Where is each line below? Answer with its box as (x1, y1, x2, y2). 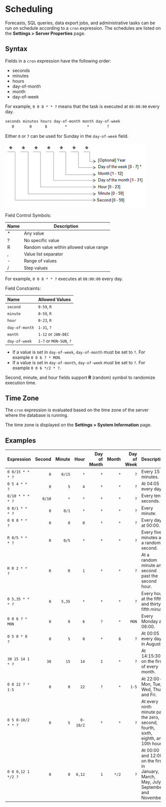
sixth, (141, 730, 153, 736)
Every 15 (141, 468, 160, 474)
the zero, (141, 714, 160, 720)
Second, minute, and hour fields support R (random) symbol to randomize (5, 374, 156, 380)
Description (53, 223, 79, 229)
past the (141, 573, 158, 579)
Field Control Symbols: (5, 212, 51, 218)
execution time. (5, 380, 37, 386)
